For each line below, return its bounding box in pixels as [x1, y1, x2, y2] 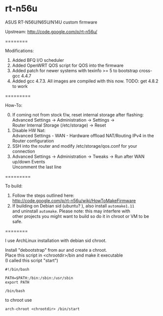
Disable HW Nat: [12, 127, 46, 133]
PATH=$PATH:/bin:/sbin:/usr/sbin [5, 275, 73, 280]
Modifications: [5, 48, 34, 53]
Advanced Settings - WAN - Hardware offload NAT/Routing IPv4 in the [12, 132, 154, 138]
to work [12, 83, 28, 89]
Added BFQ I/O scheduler [12, 57, 65, 63]
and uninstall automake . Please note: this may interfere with [12, 208, 131, 214]
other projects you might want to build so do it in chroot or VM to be [12, 213, 149, 219]
